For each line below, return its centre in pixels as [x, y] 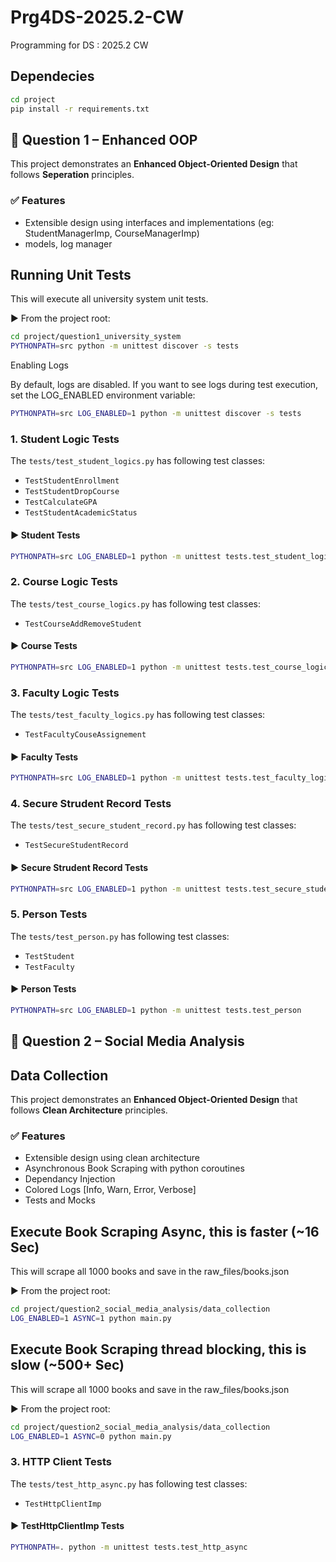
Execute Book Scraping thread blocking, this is [158, 1349]
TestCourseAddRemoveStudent [83, 624]
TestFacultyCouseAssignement [85, 735]
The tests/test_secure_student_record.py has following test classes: [153, 825]
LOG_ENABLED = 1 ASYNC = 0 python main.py [91, 1436]
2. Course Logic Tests [64, 582]
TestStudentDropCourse [72, 492]
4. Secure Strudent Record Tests [91, 804]
